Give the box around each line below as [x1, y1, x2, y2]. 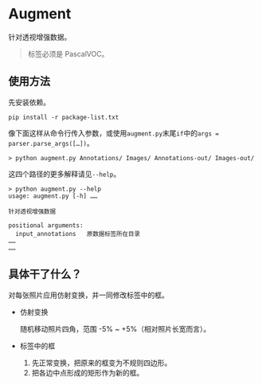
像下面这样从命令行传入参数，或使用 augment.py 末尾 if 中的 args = [8, 128, 219, 138]
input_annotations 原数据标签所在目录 [15, 230, 141, 238]
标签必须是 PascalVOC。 [27, 49, 109, 58]
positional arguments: [8, 221, 84, 230]
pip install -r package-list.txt [8, 113, 119, 121]
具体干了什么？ [8, 268, 82, 281]
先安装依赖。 [8, 97, 50, 107]
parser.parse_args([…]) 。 [8, 138, 94, 147]
